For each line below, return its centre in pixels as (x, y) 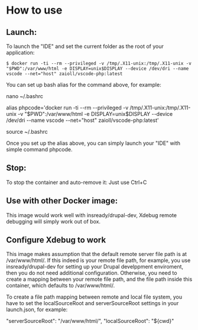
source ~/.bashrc (27, 132)
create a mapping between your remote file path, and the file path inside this (99, 279)
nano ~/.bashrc (25, 96)
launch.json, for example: (37, 310)
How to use (34, 10)
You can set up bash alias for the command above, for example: (84, 85)
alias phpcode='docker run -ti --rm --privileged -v (67, 108)
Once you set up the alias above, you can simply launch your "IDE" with (93, 143)
